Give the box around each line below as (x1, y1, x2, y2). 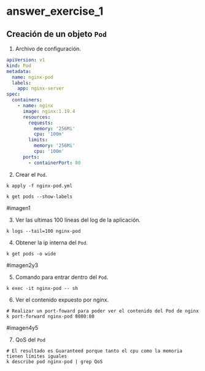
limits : (28, 137, 48, 143)
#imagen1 (6, 204, 31, 211)
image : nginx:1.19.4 (22, 108, 75, 114)
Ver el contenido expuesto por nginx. (15, 296, 109, 303)
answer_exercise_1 (6, 4, 104, 18)
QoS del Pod (15, 336, 46, 343)
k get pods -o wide (6, 251, 56, 257)
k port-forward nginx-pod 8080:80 (6, 313, 95, 319)
